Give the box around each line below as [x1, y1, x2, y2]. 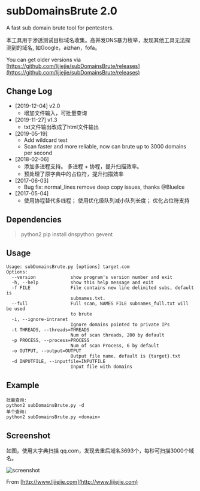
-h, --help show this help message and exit [11, 279, 154, 286]
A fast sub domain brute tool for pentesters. [6, 24, 114, 31]
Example [6, 380, 40, 390]
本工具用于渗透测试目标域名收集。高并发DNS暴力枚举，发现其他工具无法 [6, 36, 186, 43]
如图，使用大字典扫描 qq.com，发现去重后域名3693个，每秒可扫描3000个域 [6, 447, 195, 454]
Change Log [6, 86, 53, 97]
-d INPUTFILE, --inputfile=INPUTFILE [11, 359, 106, 365]
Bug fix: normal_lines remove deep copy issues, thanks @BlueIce [23, 183, 185, 191]
